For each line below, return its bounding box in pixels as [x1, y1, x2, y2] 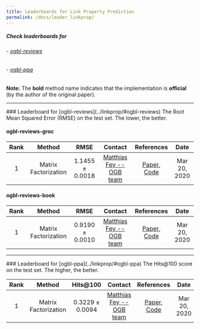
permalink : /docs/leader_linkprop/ [6, 14, 95, 20]
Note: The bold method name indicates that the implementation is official [6, 84, 187, 92]
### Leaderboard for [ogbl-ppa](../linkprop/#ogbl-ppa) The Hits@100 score [6, 260, 193, 268]
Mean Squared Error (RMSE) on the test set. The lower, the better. [6, 114, 168, 121]
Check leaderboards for [6, 33, 67, 40]
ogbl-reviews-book [6, 192, 55, 199]
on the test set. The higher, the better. [6, 267, 99, 274]
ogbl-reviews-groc [6, 128, 54, 135]
